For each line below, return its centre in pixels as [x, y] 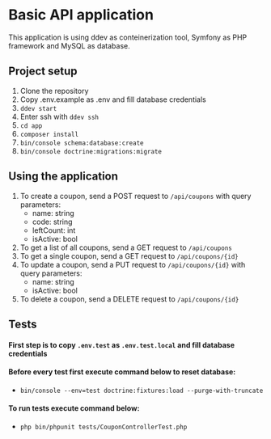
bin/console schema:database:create [82, 143]
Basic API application [81, 15]
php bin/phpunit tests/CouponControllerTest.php [104, 427]
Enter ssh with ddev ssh [59, 116]
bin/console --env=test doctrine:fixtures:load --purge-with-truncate [142, 390]
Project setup [43, 72]
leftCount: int [54, 230]
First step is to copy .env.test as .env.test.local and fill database [121, 344]
